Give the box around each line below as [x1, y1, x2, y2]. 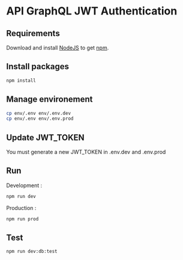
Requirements [6, 28, 60, 39]
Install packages [6, 61, 69, 72]
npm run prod [6, 215, 39, 222]
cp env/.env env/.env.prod [6, 116, 74, 122]
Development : [6, 182, 43, 189]
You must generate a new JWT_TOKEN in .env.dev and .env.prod [6, 149, 166, 156]
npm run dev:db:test [6, 249, 58, 255]
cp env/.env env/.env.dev [6, 110, 71, 116]
